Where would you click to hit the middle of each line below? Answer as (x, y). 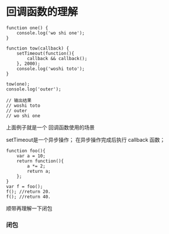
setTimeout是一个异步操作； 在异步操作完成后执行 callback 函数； (86, 139)
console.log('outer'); (34, 89)
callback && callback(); (57, 58)
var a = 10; (31, 156)
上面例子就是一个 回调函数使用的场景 (50, 127)
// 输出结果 (19, 100)
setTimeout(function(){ (46, 53)
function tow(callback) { (37, 48)
